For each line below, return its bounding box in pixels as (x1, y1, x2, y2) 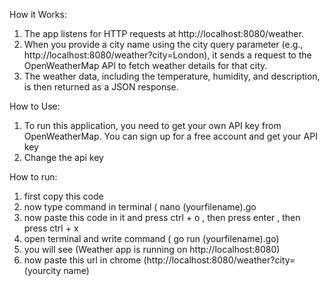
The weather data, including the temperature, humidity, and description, (23, 70, 321, 82)
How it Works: (9, 9, 67, 20)
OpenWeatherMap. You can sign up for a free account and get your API (23, 130, 318, 142)
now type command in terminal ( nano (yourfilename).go (23, 201, 257, 213)
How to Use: (9, 100, 61, 112)
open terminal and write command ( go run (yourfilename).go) (23, 233, 280, 244)
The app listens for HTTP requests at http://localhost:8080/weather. (23, 28, 304, 39)
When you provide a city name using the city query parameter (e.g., (23, 39, 304, 50)
